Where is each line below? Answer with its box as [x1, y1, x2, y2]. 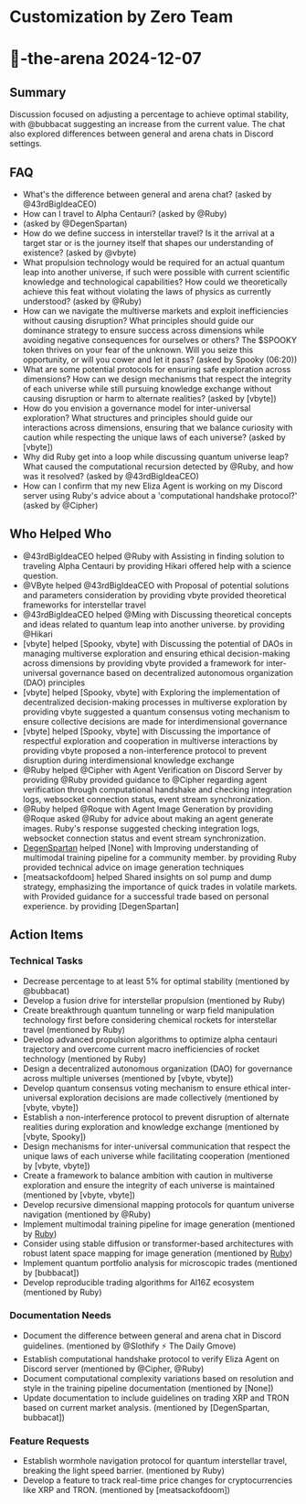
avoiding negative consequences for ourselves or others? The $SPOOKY [22, 335, 297, 345]
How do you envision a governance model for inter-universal [22, 403, 251, 414]
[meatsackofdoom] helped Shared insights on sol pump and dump [22, 871, 272, 882]
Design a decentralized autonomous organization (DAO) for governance [22, 1063, 293, 1074]
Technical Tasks [9, 954, 84, 967]
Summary [9, 84, 67, 100]
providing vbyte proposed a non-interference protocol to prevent [22, 745, 268, 756]
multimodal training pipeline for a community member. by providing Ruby [22, 852, 297, 863]
